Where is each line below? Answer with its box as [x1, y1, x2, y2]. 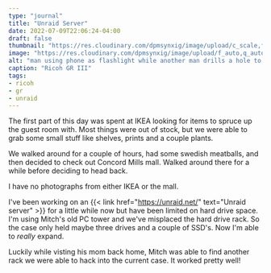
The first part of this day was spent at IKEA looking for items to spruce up [8, 116, 252, 126]
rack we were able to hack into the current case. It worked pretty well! [8, 255, 241, 266]
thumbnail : [8, 42, 45, 50]
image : [8, 49, 31, 57]
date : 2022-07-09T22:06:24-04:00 [8, 27, 121, 35]
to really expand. [8, 231, 65, 242]
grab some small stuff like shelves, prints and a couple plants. [8, 134, 214, 143]
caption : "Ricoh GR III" [8, 64, 92, 72]
